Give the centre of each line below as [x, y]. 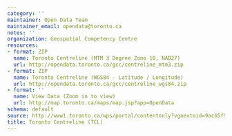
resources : [23, 45]
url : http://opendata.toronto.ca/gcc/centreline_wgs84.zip [100, 84]
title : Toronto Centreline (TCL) [55, 122]
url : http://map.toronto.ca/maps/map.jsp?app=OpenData [94, 103]
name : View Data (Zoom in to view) [65, 97]
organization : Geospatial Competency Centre [72, 39]
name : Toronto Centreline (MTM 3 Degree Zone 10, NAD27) [97, 58]
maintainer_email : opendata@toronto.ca [65, 26]
